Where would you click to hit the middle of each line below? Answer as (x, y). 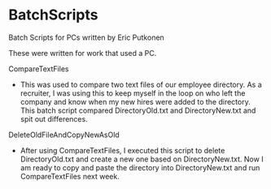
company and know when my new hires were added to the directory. (135, 101)
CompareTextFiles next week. (70, 176)
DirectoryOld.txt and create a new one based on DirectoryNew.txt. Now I (142, 159)
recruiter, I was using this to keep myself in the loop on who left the (133, 93)
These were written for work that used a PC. (83, 53)
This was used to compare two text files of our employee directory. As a (141, 84)
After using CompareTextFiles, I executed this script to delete (122, 150)
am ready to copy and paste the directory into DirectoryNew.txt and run (140, 167)
